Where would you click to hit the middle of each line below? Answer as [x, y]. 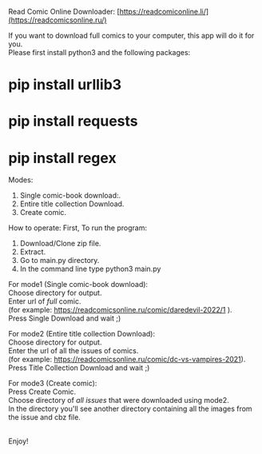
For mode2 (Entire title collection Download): [82, 334]
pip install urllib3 [65, 85]
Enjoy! [19, 441]
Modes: [21, 180]
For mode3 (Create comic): [53, 384]
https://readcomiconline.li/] [164, 12]
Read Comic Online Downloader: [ [64, 12]
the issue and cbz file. [45, 417]
